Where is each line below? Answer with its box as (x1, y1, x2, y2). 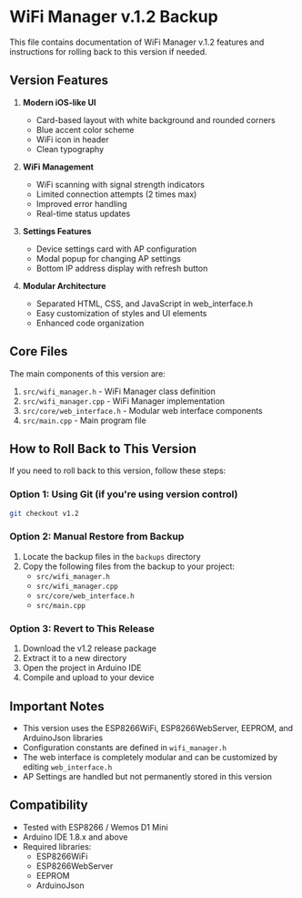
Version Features (9, 73, 109, 88)
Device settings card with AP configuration (35, 243, 197, 254)
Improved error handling (35, 198, 127, 209)
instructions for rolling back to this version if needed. (9, 46, 207, 57)
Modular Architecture (22, 280, 106, 291)
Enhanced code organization (35, 317, 145, 328)
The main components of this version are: (9, 367, 166, 379)
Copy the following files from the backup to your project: (22, 561, 235, 572)
